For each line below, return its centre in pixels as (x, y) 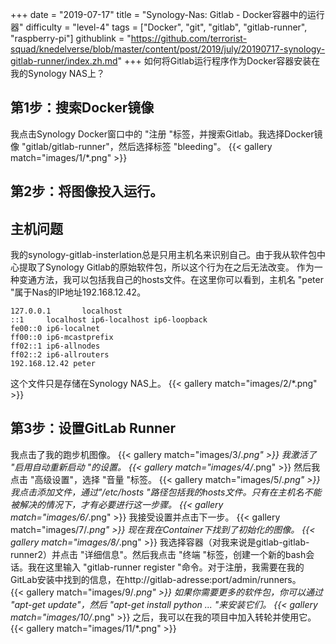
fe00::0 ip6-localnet (55, 329)
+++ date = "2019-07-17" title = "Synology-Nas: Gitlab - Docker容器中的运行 (167, 14)
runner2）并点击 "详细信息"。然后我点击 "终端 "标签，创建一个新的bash (158, 554)
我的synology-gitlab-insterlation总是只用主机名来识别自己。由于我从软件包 (163, 255)
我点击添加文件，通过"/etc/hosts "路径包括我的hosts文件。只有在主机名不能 (166, 492)
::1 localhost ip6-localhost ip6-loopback (109, 320)
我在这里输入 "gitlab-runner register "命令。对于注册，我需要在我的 (166, 567)
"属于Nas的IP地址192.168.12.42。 (78, 292)
